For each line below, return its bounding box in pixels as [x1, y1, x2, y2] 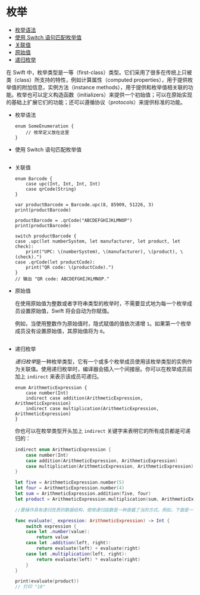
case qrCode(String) [26, 186, 77, 192]
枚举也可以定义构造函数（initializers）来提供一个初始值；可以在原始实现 [16, 91, 193, 98]
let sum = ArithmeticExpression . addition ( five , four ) [14, 491, 152, 497]
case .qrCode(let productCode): [14, 259, 95, 265]
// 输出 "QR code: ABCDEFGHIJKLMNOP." [14, 275, 110, 282]
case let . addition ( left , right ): [26, 540, 111, 546]
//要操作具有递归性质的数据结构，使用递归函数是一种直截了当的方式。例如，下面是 [14, 507, 189, 513]
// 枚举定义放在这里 [26, 129, 70, 135]
